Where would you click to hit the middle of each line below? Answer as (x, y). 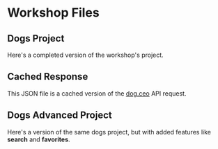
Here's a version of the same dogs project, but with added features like (109, 132)
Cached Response (48, 77)
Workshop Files (53, 13)
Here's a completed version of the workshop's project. (85, 55)
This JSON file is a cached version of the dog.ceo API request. (97, 93)
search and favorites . (39, 139)
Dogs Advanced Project (60, 115)
